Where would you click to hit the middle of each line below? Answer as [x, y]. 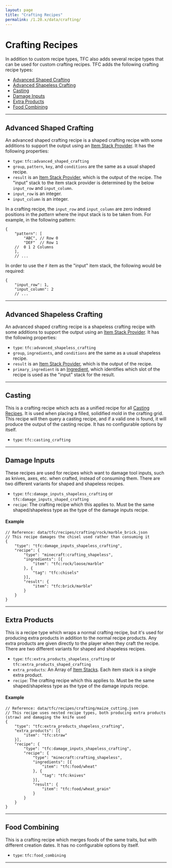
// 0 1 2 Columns [34, 247]
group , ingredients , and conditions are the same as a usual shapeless [87, 353]
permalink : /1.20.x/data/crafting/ [43, 19]
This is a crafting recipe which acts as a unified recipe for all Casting [78, 408]
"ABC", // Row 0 [41, 238]
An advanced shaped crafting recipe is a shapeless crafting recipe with [80, 327]
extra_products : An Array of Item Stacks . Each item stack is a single [84, 669]
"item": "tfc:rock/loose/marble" [68, 563]
